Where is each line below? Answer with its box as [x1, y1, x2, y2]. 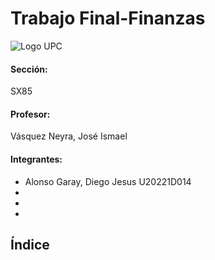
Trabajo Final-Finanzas [10, 7, 206, 30]
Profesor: [10, 108, 51, 120]
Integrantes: [10, 153, 63, 165]
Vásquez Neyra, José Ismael [10, 130, 128, 142]
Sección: [10, 63, 48, 75]
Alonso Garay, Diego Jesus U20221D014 [24, 175, 192, 187]
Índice [10, 236, 50, 253]
